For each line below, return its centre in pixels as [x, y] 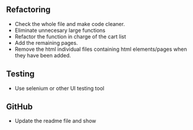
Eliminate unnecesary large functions [60, 30]
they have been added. [43, 55]
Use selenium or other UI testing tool [59, 88]
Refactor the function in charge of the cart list [70, 36]
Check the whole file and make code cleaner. [70, 24]
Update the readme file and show [55, 121]
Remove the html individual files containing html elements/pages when [101, 49]
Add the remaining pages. [46, 43]
